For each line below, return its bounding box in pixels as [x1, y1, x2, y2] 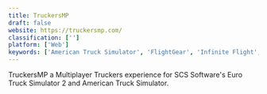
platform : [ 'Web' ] [8, 41, 69, 49]
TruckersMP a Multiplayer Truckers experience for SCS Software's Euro [8, 70, 243, 79]
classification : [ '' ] [8, 33, 80, 42]
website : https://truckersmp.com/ [8, 26, 123, 34]
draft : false [8, 19, 52, 27]
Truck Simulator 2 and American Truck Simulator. [8, 78, 169, 88]
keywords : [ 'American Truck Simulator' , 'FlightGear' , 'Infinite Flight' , [8, 48, 261, 56]
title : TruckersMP [8, 11, 69, 20]
